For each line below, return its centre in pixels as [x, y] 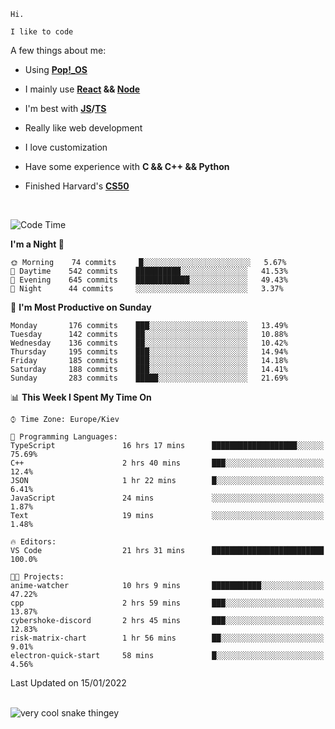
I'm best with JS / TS [65, 108]
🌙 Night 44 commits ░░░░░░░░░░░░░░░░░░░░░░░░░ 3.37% [147, 289]
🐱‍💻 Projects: [37, 577]
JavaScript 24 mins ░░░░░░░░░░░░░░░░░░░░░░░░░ [167, 498]
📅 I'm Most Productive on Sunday [81, 307]
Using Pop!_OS [56, 69]
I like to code [42, 32]
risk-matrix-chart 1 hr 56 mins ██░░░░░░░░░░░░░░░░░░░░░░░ [167, 638]
